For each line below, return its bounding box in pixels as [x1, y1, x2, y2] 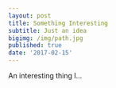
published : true [8, 42, 62, 50]
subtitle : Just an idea [8, 26, 87, 34]
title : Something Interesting [8, 19, 109, 27]
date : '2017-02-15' [8, 49, 73, 57]
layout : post [8, 11, 52, 20]
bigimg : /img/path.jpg [8, 34, 83, 42]
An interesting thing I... [8, 71, 83, 80]
